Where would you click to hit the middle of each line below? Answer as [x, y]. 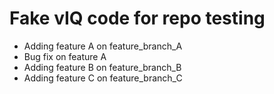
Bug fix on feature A [65, 56]
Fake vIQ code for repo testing [137, 18]
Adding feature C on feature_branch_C [103, 78]
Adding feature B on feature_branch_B [102, 67]
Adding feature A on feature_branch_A [103, 46]
